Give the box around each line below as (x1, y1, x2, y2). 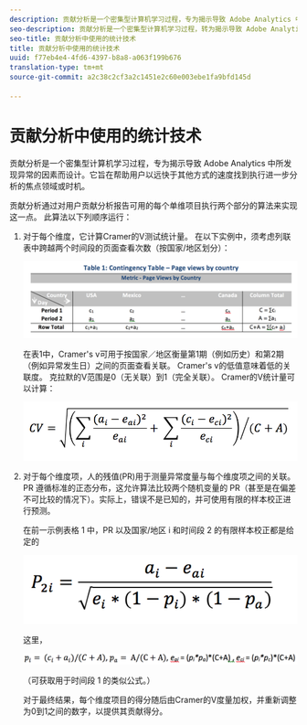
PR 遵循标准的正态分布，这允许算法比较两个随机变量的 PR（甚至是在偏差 (22, 482, 297, 493)
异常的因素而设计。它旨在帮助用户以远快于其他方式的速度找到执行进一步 (16, 169, 290, 180)
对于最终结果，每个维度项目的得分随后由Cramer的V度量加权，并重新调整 (22, 694, 297, 705)
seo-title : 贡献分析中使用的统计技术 (9, 34, 137, 43)
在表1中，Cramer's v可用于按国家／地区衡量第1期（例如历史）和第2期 (22, 348, 285, 359)
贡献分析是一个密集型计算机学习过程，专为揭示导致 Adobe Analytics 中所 (9, 157, 284, 168)
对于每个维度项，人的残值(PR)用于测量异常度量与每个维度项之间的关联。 (22, 471, 295, 482)
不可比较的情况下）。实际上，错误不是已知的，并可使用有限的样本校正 (22, 494, 283, 505)
